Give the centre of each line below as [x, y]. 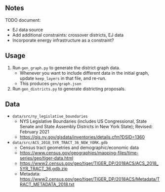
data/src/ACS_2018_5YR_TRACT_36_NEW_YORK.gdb [60, 143]
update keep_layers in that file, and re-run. [63, 78]
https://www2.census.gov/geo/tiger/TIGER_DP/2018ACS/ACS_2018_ [89, 163]
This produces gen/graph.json [50, 83]
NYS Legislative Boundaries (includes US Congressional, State [83, 121]
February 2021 [34, 132]
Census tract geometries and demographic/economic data [79, 147]
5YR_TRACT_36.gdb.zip [43, 169]
